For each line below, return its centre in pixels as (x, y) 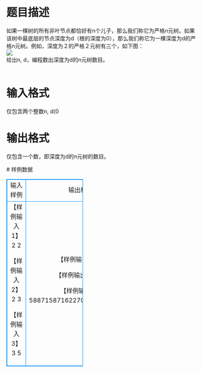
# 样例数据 (20, 169)
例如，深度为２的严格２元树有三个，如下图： (87, 46)
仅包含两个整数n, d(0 (33, 111)
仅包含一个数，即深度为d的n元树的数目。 (58, 156)
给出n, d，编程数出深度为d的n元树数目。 (57, 59)
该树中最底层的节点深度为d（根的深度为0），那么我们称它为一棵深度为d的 (99, 38)
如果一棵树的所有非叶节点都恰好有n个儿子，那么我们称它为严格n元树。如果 (101, 31)
